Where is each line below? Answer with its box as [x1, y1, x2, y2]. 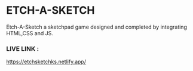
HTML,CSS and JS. [6, 29, 54, 36]
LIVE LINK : [6, 44, 39, 53]
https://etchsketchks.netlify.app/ [6, 58, 87, 66]
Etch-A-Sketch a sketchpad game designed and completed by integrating [6, 23, 187, 30]
